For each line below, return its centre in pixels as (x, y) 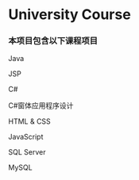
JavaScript (26, 137)
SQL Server (27, 152)
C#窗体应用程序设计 (41, 105)
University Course (69, 15)
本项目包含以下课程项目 (53, 41)
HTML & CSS (30, 121)
